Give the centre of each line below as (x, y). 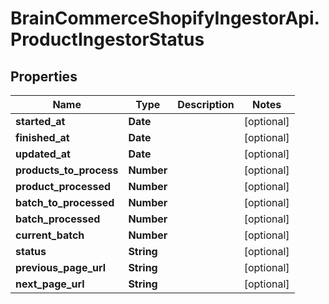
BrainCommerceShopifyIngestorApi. (165, 18)
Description (206, 104)
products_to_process (67, 170)
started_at (40, 121)
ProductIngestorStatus (107, 39)
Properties (44, 76)
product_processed (63, 186)
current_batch (50, 235)
